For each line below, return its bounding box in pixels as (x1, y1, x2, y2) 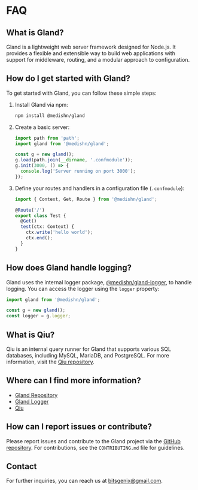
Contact (6, 461, 37, 471)
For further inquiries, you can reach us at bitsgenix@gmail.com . (6, 477, 163, 485)
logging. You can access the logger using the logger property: (6, 285, 160, 292)
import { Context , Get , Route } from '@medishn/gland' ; (14, 196, 157, 202)
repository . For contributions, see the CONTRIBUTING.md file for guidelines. (6, 444, 185, 451)
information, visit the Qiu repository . (6, 358, 95, 365)
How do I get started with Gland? (6, 73, 130, 84)
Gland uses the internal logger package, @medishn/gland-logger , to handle (6, 278, 192, 285)
